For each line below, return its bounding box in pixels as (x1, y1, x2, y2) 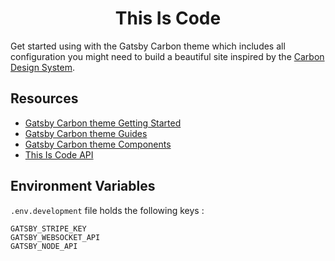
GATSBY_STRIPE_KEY (10, 223, 87, 234)
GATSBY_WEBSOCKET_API (10, 232, 101, 242)
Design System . (10, 61, 75, 73)
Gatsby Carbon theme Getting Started (24, 117, 182, 129)
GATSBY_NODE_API (10, 241, 78, 251)
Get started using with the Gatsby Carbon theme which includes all (10, 40, 286, 52)
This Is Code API (24, 148, 94, 161)
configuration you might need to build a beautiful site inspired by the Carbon (10, 50, 325, 62)
